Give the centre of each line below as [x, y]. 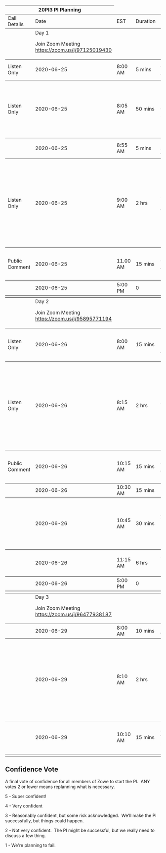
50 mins [145, 109]
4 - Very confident [24, 806]
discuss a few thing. [25, 835]
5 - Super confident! [26, 796]
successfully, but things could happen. [44, 821]
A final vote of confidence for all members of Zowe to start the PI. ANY [78, 781]
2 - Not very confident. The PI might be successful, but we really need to [80, 830]
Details [16, 24]
